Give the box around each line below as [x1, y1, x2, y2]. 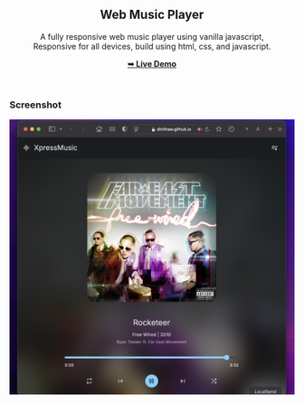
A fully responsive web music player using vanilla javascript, [40, 31, 264, 42]
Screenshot [9, 99, 62, 111]
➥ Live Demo [127, 58, 177, 69]
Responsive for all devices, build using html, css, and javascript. [33, 41, 271, 52]
